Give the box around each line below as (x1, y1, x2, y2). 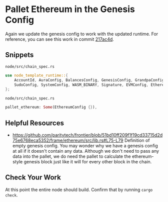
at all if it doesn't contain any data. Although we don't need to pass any (12, 148, 159, 154)
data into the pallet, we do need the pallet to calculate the (12, 153, 131, 159)
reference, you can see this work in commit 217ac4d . (5, 36, 114, 42)
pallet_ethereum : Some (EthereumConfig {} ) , (5, 105, 97, 110)
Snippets (5, 51, 34, 59)
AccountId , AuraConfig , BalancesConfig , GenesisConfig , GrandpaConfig (14, 77, 164, 82)
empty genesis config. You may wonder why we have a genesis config (12, 142, 158, 149)
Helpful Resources (5, 119, 64, 127)
